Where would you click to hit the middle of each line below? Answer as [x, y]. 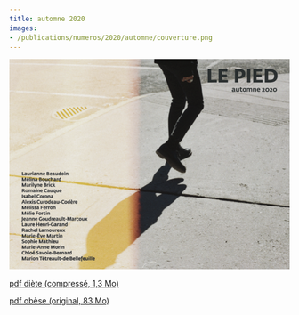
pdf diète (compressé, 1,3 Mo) [65, 284]
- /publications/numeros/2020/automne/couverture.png [111, 37]
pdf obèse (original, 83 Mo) [59, 301]
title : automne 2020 [48, 19]
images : [24, 28]
